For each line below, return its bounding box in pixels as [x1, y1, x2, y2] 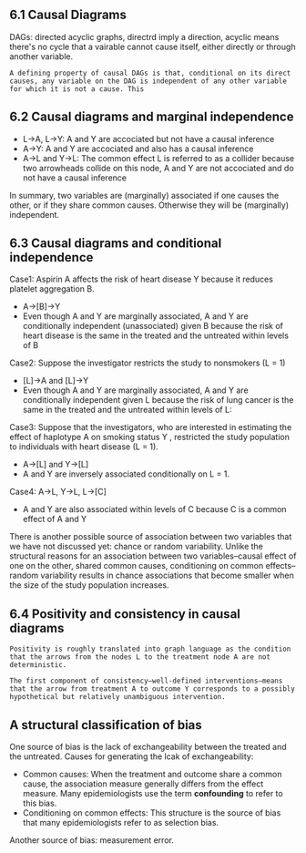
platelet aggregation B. [9, 283, 95, 294]
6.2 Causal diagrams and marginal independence [9, 109, 294, 125]
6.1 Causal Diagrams [9, 7, 127, 23]
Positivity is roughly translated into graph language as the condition [9, 644, 291, 654]
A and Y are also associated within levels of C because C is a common [22, 504, 287, 515]
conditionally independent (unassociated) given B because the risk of [22, 321, 284, 332]
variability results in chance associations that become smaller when [40, 570, 294, 581]
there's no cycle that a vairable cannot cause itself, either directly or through [9, 41, 296, 52]
